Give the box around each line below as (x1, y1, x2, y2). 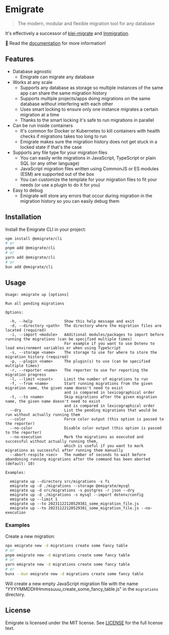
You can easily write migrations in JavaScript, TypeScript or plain (20, 155, 156, 161)
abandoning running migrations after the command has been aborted (5, 457, 151, 462)
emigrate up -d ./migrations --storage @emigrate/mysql (10, 483, 130, 489)
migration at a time (20, 111, 60, 117)
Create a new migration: (5, 533, 56, 539)
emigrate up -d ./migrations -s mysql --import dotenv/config (10, 492, 144, 497)
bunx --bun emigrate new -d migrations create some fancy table (5, 571, 144, 577)
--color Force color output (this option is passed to (10, 416, 164, 421)
